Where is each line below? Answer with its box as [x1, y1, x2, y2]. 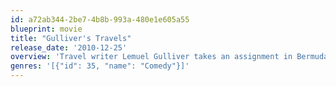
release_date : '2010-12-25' [10, 42, 128, 53]
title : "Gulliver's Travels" [10, 33, 132, 43]
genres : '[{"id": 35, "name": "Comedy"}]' [10, 61, 190, 71]
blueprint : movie [10, 24, 83, 34]
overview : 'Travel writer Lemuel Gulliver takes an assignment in [10, 52, 293, 62]
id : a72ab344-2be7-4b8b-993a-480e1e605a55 [10, 14, 190, 25]
